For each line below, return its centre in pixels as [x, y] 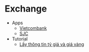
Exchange [26, 9]
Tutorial [20, 39]
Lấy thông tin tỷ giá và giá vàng [52, 44]
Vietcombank [33, 28]
